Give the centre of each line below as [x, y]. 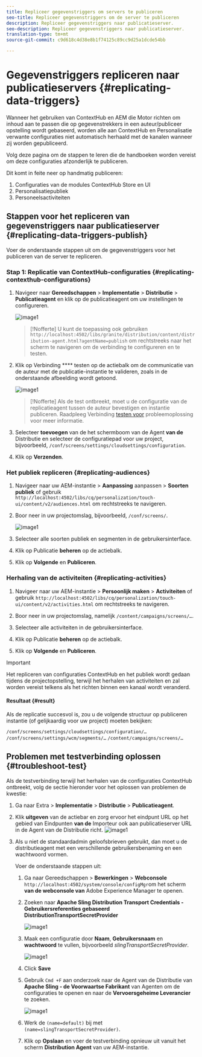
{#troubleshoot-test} [47, 766]
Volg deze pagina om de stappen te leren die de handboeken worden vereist [101, 155]
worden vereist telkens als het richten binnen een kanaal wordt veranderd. [99, 687]
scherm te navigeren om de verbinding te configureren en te [105, 347]
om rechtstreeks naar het [160, 341]
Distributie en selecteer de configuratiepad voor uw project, [89, 439]
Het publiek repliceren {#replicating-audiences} [78, 472]
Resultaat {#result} [31, 701]
